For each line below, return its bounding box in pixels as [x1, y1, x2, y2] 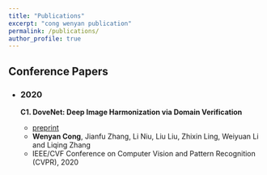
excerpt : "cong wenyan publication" [8, 19, 132, 28]
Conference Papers [8, 64, 108, 78]
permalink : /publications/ [8, 27, 100, 35]
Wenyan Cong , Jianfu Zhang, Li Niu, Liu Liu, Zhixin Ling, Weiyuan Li [32, 131, 259, 141]
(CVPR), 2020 [32, 157, 79, 167]
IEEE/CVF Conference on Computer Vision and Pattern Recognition [32, 148, 256, 158]
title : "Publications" [8, 11, 85, 20]
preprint [32, 122, 59, 132]
